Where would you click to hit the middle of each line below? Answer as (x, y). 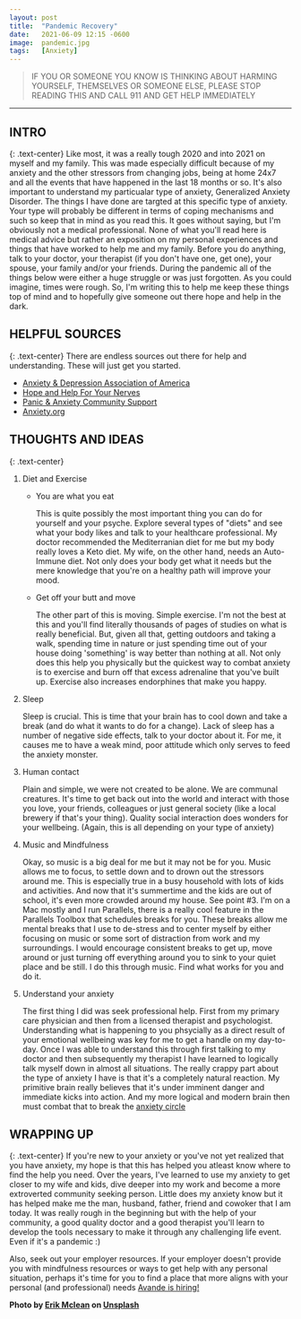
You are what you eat (75, 496)
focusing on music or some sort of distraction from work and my (141, 938)
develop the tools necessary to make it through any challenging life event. (146, 1232)
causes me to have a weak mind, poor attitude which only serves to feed (156, 744)
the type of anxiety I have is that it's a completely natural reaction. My (151, 1078)
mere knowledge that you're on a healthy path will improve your (153, 570)
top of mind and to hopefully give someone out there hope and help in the (146, 296)
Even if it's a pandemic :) (55, 1242)
